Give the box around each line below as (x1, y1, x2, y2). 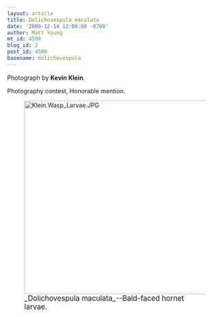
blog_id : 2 (7, 42, 38, 49)
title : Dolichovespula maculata (7, 16, 99, 23)
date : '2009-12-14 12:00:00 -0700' (7, 23, 109, 30)
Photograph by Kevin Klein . (7, 73, 86, 82)
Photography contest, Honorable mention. (7, 86, 125, 95)
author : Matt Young (7, 29, 63, 36)
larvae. (24, 302, 48, 312)
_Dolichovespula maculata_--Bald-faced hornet (24, 293, 185, 303)
